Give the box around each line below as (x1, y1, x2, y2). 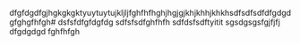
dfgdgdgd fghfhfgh (9, 26, 81, 36)
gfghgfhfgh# (9, 17, 56, 27)
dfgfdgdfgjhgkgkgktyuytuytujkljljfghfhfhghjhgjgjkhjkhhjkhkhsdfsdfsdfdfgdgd (9, 8, 292, 18)
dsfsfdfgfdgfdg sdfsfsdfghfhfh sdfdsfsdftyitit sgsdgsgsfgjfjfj (57, 17, 280, 27)
